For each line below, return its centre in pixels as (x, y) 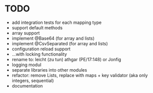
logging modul (26, 65)
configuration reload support (41, 49)
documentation (27, 86)
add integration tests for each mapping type (57, 22)
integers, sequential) (33, 81)
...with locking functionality (39, 54)
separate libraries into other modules (49, 70)
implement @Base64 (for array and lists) (53, 38)
